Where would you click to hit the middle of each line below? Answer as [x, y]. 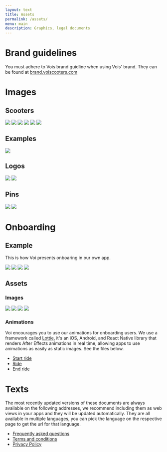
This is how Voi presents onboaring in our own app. [58, 258]
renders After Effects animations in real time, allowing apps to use [73, 343]
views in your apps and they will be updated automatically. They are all [78, 414]
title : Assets [20, 14]
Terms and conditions [35, 439]
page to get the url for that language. [43, 424]
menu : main [16, 24]
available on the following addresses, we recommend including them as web [83, 408]
